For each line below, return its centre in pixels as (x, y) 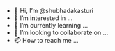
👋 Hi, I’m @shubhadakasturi (54, 11)
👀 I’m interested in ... (43, 18)
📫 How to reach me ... (46, 40)
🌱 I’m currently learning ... (51, 25)
